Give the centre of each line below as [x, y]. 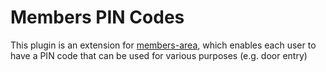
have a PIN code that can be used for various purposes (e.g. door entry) [159, 55]
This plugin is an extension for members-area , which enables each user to [163, 45]
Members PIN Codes [97, 17]
